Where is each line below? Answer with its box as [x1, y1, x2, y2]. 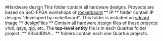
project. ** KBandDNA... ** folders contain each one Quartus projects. [5, 31, 149, 36]
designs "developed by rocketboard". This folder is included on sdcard [5, 15, 150, 20]
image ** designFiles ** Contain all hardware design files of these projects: [5, 20, 159, 26]
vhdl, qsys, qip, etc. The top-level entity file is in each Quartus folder [5, 25, 147, 31]
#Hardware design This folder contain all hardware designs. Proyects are [5, 4, 155, 10]
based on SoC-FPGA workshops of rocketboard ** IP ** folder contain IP [5, 9, 154, 15]
